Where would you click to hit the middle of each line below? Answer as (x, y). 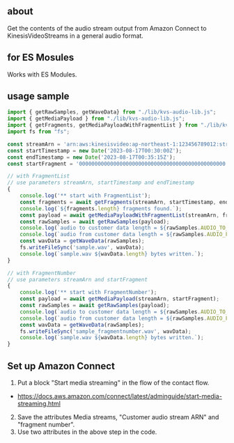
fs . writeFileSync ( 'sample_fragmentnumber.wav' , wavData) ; (106, 331)
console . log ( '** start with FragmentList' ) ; (85, 196)
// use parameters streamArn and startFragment (78, 279)
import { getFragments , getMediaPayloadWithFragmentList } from (102, 125)
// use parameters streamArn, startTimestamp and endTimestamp (101, 183)
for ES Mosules (41, 57)
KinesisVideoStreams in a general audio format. (76, 36)
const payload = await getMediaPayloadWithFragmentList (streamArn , (119, 215)
